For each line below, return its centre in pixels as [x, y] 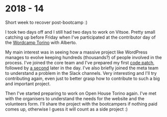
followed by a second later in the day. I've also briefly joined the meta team [82, 68]
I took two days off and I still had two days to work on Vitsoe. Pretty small [80, 32]
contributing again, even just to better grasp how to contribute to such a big [83, 78]
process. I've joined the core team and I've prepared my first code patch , [80, 62]
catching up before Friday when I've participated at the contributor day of [81, 37]
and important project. [28, 84]
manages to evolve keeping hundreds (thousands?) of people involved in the [83, 57]
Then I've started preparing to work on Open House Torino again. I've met [81, 93]
